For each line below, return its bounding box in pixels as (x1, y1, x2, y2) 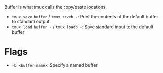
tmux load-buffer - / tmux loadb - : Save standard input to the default (11, 24, 154, 30)
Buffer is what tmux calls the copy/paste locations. (4, 4, 107, 10)
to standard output (11, 19, 50, 24)
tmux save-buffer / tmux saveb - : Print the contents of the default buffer (11, 14, 159, 19)
